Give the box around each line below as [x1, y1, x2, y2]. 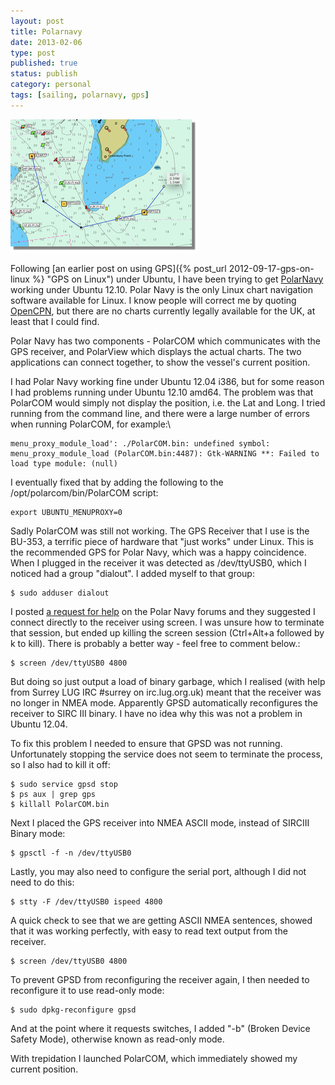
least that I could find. [10, 315, 100, 327]
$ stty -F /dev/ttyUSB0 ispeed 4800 [10, 896, 163, 907]
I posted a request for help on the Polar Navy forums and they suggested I [10, 605, 316, 617]
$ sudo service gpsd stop [10, 779, 118, 789]
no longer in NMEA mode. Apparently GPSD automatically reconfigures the [10, 696, 318, 709]
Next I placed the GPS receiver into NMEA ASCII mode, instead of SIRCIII [10, 816, 310, 829]
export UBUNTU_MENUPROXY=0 [10, 507, 123, 517]
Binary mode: [10, 827, 66, 839]
